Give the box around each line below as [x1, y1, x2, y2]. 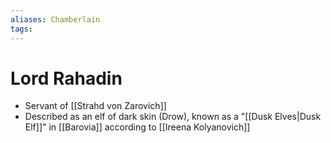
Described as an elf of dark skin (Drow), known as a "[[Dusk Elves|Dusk [24, 111, 322, 123]
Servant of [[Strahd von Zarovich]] [24, 100, 167, 112]
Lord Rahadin [10, 67, 123, 90]
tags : [10, 24, 33, 34]
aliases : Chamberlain [10, 14, 101, 25]
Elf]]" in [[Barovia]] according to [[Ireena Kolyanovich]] [24, 121, 251, 133]
